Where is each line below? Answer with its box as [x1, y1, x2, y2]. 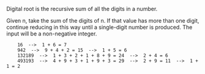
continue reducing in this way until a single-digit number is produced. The [6, 24, 193, 31]
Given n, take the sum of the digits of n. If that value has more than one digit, [6, 17, 199, 24]
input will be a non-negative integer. [6, 30, 97, 37]
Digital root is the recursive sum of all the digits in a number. [6, 6, 158, 12]
